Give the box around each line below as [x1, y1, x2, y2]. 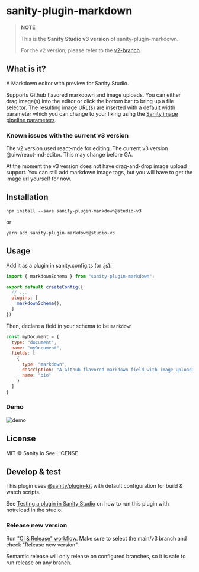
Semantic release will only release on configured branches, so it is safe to [6, 552, 186, 560]
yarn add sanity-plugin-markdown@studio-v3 [6, 230, 115, 236]
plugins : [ [11, 295, 38, 301]
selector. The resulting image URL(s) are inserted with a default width [6, 104, 176, 111]
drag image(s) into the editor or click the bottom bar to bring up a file [6, 97, 174, 104]
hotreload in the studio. [6, 506, 63, 514]
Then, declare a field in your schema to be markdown [6, 322, 132, 329]
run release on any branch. [6, 559, 72, 566]
